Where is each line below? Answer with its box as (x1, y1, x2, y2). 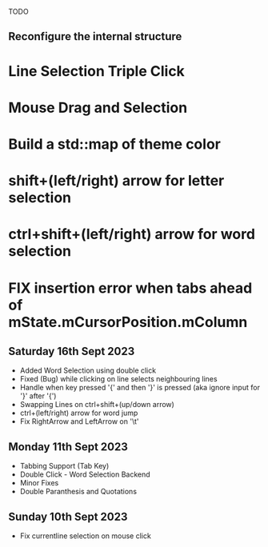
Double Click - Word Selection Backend (19, 469, 150, 479)
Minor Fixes (19, 478, 59, 488)
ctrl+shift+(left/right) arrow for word (8, 226, 256, 243)
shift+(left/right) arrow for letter (8, 172, 225, 190)
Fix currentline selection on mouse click (19, 531, 152, 541)
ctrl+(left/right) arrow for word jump (19, 408, 138, 418)
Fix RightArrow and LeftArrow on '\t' (19, 417, 139, 426)
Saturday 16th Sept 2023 (8, 344, 135, 358)
